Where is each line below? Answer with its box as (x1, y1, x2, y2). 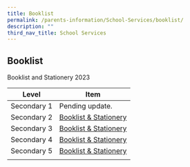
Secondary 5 (10, 146, 53, 156)
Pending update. (59, 101, 113, 111)
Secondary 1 (10, 101, 53, 111)
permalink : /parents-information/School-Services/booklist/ (7, 17, 184, 23)
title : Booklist (7, 10, 54, 17)
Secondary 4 (10, 135, 53, 145)
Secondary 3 (10, 124, 53, 133)
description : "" (7, 23, 54, 30)
